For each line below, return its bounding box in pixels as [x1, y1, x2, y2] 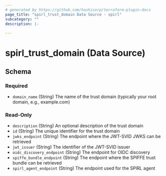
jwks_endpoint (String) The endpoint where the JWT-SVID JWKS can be [12, 133, 161, 139]
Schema [5, 67, 31, 75]
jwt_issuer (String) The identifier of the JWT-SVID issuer [12, 144, 130, 150]
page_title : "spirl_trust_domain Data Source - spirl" [5, 12, 122, 17]
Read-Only [5, 111, 32, 118]
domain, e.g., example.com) [12, 99, 70, 105]
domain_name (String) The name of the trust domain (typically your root [12, 93, 156, 99]
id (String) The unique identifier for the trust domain [12, 128, 120, 134]
